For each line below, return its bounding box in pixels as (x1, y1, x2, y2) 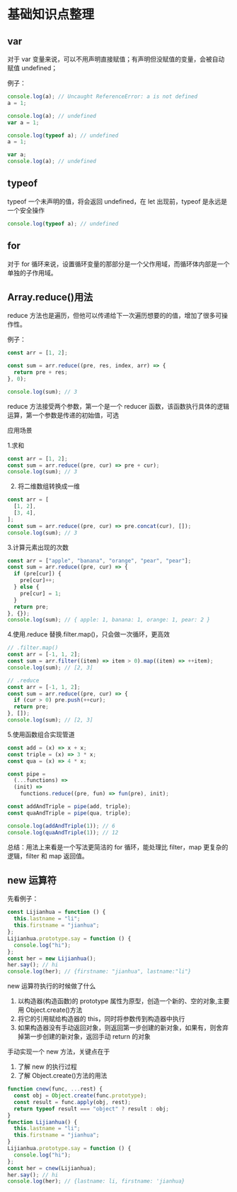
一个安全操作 (7, 206, 45, 214)
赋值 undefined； (7, 64, 58, 72)
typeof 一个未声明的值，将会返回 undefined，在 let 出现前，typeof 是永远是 (7, 197, 228, 206)
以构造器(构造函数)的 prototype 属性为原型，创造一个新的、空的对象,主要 (17, 997, 230, 1005)
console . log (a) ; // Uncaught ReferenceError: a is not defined (7, 93, 198, 100)
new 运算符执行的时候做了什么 (7, 982, 96, 990)
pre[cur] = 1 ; (20, 590, 62, 597)
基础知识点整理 (7, 6, 95, 23)
